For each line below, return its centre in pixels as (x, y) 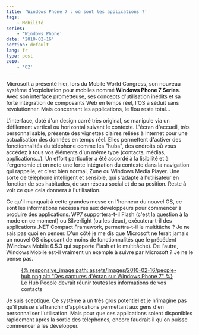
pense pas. (20, 259)
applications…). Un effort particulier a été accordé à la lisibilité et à (87, 159)
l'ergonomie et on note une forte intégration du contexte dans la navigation (98, 165)
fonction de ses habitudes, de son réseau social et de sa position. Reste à (96, 184)
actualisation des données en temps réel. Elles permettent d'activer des (94, 140)
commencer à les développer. (42, 326)
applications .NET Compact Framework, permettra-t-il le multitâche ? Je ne (98, 227)
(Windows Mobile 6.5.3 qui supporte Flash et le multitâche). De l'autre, (92, 246)
